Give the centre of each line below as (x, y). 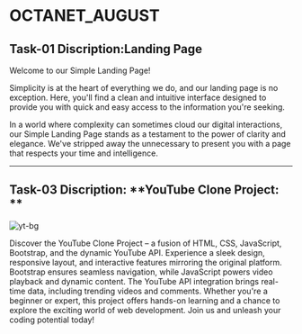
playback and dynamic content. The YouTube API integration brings (134, 281)
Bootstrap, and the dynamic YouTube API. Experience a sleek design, (137, 252)
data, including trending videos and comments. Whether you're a (147, 291)
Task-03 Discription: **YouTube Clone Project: (144, 190)
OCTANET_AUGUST (84, 16)
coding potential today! (52, 320)
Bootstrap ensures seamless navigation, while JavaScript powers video (141, 272)
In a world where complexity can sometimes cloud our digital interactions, (146, 124)
